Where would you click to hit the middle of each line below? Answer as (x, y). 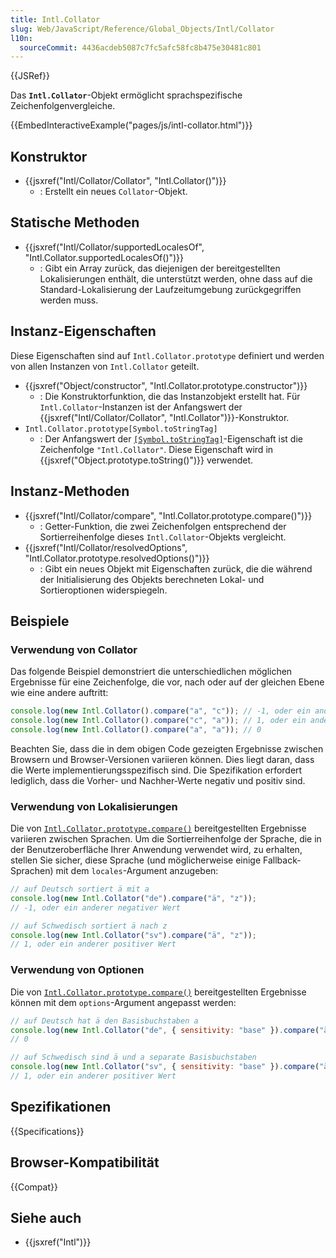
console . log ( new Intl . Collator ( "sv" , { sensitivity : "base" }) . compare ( (165, 1067)
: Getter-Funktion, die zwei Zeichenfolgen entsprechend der (163, 526)
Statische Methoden (75, 222)
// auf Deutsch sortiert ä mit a (80, 889)
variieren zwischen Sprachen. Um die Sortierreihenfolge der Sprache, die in (166, 839)
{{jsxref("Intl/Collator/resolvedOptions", (106, 547)
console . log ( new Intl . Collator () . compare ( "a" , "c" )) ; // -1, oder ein (160, 711)
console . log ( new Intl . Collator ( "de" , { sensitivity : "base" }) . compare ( (165, 1030)
